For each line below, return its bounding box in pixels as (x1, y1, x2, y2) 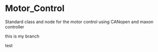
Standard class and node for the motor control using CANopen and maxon (5, 19, 154, 25)
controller (5, 24, 24, 29)
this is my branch (5, 33, 40, 39)
